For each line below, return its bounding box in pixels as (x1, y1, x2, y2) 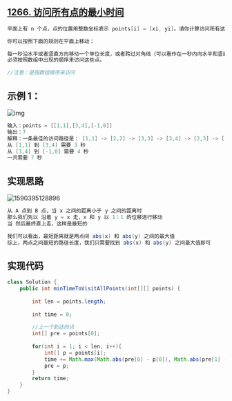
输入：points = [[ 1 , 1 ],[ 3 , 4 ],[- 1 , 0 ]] (7, 122, 113, 129)
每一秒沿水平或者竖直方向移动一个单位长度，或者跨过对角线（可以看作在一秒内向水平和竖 (7, 50, 223, 57)
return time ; (32, 375, 70, 382)
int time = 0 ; (32, 310, 72, 318)
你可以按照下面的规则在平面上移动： (7, 37, 95, 45)
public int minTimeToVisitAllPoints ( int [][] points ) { (19, 286, 181, 292)
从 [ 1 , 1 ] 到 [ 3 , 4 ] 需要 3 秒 (7, 141, 86, 149)
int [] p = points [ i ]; (43, 349, 107, 356)
